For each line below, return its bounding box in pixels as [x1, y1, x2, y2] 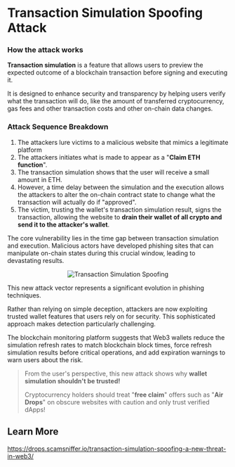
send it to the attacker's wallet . [17, 220, 110, 229]
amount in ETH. [17, 175, 62, 184]
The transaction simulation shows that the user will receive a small [17, 167, 210, 177]
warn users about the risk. [7, 355, 83, 364]
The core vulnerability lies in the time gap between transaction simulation [7, 233, 219, 242]
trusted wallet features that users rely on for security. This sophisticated [7, 312, 216, 321]
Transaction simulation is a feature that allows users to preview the [7, 61, 203, 70]
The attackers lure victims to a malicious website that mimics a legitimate [17, 138, 229, 146]
